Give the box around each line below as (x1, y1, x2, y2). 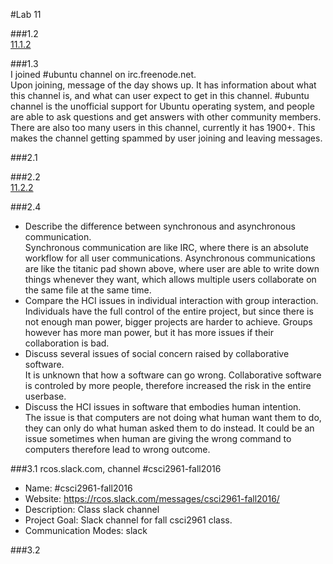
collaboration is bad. (24, 337, 110, 349)
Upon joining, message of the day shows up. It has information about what (10, 79, 317, 91)
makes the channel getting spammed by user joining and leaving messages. (10, 132, 323, 144)
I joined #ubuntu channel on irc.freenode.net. (10, 69, 197, 80)
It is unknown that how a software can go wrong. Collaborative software (24, 369, 322, 381)
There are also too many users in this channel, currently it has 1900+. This (10, 122, 316, 133)
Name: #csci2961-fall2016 (24, 482, 133, 494)
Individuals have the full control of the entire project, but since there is (24, 305, 314, 317)
